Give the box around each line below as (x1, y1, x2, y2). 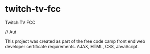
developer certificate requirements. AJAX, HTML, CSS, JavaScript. (5, 43, 139, 49)
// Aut (5, 29, 17, 35)
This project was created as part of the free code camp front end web (5, 38, 145, 44)
